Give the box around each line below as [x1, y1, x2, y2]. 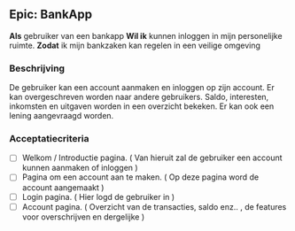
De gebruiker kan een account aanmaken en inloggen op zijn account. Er [9, 82, 275, 93]
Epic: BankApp [9, 7, 93, 22]
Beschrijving [9, 62, 65, 74]
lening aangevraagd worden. [9, 111, 114, 121]
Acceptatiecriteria [9, 133, 89, 145]
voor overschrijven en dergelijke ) [21, 212, 144, 222]
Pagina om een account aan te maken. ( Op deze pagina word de [21, 172, 260, 182]
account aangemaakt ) [21, 181, 105, 193]
